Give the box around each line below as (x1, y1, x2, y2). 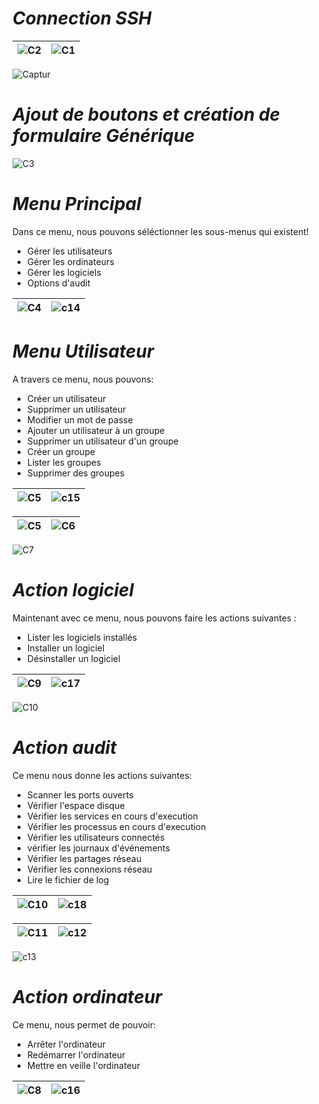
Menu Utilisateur (12, 340, 155, 362)
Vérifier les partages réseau (26, 852, 142, 864)
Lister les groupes (26, 456, 102, 468)
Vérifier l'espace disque (26, 799, 125, 811)
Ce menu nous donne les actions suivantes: (12, 769, 192, 781)
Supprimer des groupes (26, 467, 125, 479)
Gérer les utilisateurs (26, 245, 113, 257)
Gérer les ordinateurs (26, 255, 115, 267)
